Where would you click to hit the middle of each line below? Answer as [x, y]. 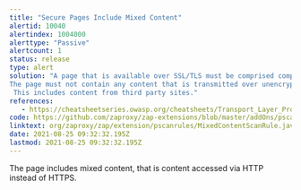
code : [19, 117]
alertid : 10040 [38, 26]
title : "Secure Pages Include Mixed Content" [95, 17]
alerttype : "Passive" [50, 43]
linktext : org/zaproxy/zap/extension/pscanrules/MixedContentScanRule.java [154, 126]
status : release [39, 59]
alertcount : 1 [36, 51]
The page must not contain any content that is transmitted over [133, 84]
